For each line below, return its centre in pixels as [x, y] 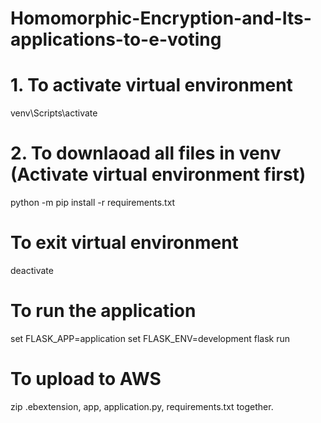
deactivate [32, 270]
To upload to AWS [86, 379]
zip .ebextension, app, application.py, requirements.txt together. [142, 406]
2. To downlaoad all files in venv [146, 153]
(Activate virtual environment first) [158, 174]
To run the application [103, 311]
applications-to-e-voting [116, 39]
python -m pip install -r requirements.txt [93, 203]
